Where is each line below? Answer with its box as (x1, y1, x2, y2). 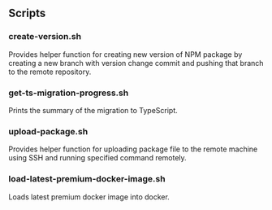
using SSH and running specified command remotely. (8, 153, 187, 163)
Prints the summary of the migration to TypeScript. (8, 105, 179, 115)
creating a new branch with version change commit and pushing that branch (8, 58, 264, 68)
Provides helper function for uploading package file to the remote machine (8, 144, 258, 154)
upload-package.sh (8, 125, 89, 137)
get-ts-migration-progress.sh (8, 87, 129, 98)
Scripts (8, 7, 46, 20)
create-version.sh (8, 31, 82, 42)
